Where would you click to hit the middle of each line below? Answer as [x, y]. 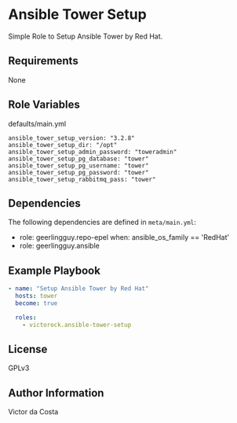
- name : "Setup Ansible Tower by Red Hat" [78, 289]
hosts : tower [36, 296]
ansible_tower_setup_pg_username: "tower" [78, 166]
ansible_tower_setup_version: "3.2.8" [71, 138]
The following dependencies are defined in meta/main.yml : [102, 223]
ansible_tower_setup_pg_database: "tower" [78, 159]
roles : [26, 317]
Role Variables [44, 105]
